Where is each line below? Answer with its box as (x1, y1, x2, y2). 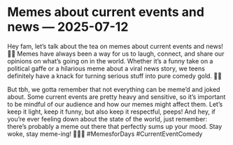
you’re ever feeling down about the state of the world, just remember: (7, 114, 208, 123)
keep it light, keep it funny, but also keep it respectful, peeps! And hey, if (7, 107, 216, 116)
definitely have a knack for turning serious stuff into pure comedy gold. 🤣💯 (7, 71, 223, 80)
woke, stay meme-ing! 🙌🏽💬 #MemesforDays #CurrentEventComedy (7, 130, 203, 138)
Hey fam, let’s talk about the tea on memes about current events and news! (7, 42, 224, 50)
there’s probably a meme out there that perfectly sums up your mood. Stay (7, 122, 223, 130)
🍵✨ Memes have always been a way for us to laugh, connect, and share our (7, 49, 225, 58)
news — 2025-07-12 (7, 19, 129, 35)
